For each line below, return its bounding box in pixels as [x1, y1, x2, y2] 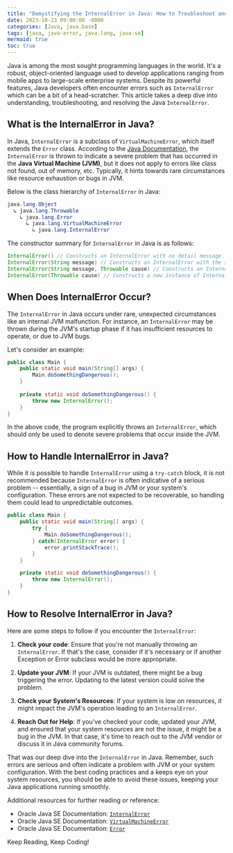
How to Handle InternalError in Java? [7, 450, 169, 462]
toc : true [7, 42, 36, 49]
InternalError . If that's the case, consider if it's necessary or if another [17, 647, 222, 656]
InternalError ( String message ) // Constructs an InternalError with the [7, 259, 222, 266]
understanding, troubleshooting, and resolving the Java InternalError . [7, 99, 209, 106]
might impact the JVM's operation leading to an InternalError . [17, 704, 198, 712]
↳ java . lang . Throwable [13, 207, 79, 214]
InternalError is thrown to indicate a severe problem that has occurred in [7, 151, 218, 160]
